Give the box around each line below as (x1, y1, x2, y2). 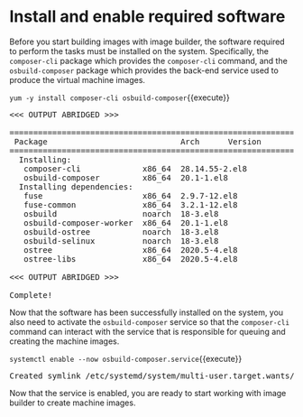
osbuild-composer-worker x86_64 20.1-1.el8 (23, 218, 228, 227)
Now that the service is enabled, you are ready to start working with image (9, 387, 287, 398)
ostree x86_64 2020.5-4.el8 (23, 245, 238, 255)
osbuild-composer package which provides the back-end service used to (9, 65, 280, 76)
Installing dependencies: (18, 181, 133, 191)
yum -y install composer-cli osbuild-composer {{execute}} (9, 92, 230, 103)
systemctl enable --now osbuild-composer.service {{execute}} (9, 353, 243, 364)
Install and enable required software (9, 6, 286, 27)
